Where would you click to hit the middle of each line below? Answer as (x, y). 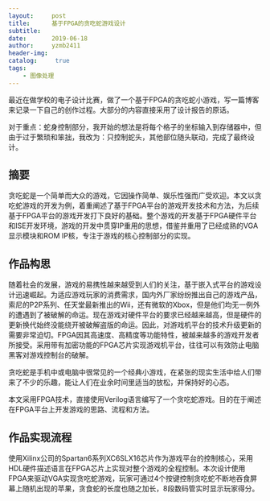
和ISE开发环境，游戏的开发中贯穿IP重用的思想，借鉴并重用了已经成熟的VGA (133, 226)
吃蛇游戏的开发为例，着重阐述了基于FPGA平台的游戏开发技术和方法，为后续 (134, 205)
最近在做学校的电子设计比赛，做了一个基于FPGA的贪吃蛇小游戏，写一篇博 (130, 99)
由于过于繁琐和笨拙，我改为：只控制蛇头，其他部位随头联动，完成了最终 (128, 137)
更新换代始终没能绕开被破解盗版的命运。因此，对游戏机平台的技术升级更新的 (135, 325)
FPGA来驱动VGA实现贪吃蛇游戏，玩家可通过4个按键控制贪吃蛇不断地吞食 (129, 478)
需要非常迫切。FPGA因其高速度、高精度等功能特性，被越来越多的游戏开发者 (134, 335)
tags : (17, 68)
